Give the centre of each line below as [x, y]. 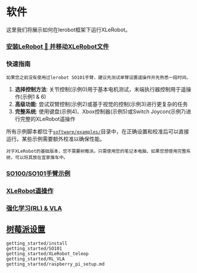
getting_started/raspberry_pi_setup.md [55, 264]
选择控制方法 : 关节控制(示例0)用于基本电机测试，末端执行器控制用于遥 [100, 89]
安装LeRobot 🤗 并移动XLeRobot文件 [58, 46]
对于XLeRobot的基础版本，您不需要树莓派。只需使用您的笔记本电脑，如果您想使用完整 [96, 152]
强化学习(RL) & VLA [34, 208]
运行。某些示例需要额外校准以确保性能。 [55, 139]
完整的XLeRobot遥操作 [48, 119]
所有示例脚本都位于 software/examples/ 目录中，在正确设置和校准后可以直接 [98, 131]
